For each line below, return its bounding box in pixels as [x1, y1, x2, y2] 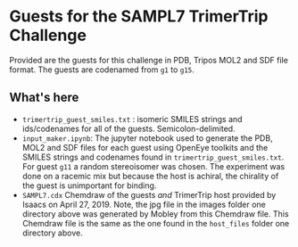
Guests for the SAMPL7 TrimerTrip [9, 6, 269, 27]
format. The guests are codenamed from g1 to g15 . [9, 64, 195, 75]
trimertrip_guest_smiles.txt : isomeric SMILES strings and [21, 113, 243, 124]
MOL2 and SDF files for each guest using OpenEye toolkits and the [21, 142, 269, 152]
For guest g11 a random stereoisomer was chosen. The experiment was [21, 161, 286, 171]
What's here [9, 90, 79, 105]
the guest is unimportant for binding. [21, 180, 157, 191]
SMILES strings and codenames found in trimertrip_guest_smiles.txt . [21, 152, 285, 162]
